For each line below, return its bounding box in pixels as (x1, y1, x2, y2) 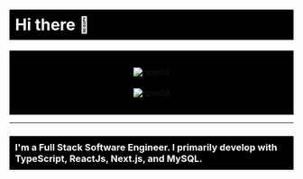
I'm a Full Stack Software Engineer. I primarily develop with (14, 140, 278, 153)
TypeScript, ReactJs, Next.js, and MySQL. (14, 152, 203, 165)
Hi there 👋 (14, 14, 90, 35)
